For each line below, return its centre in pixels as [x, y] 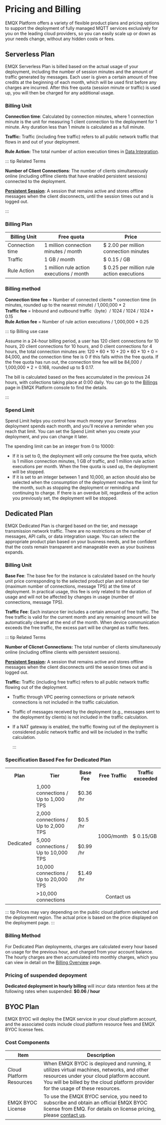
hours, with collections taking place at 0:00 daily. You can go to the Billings [82, 382]
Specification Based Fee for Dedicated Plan [58, 760]
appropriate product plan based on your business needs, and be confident [81, 541]
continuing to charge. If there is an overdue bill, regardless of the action [85, 492]
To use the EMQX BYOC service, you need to [96, 1097]
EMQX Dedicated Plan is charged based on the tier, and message [71, 526]
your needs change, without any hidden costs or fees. [60, 39]
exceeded [145, 779]
